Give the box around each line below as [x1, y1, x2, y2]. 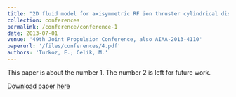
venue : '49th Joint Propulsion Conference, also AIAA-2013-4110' [7, 36, 202, 43]
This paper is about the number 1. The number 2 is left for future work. [7, 68, 211, 77]
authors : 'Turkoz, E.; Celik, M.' [7, 50, 109, 57]
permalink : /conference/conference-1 [7, 23, 118, 30]
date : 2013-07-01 [7, 29, 58, 37]
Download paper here [7, 82, 70, 90]
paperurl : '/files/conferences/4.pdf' [7, 43, 121, 50]
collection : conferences [7, 17, 80, 24]
